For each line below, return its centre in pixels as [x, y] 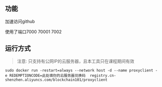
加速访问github [20, 21]
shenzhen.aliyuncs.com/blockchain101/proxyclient [56, 80]
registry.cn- [103, 75]
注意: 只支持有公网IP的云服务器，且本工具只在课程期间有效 [76, 61]
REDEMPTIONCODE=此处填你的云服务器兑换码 [48, 75]
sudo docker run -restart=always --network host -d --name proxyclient [79, 70]
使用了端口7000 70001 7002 [33, 32]
